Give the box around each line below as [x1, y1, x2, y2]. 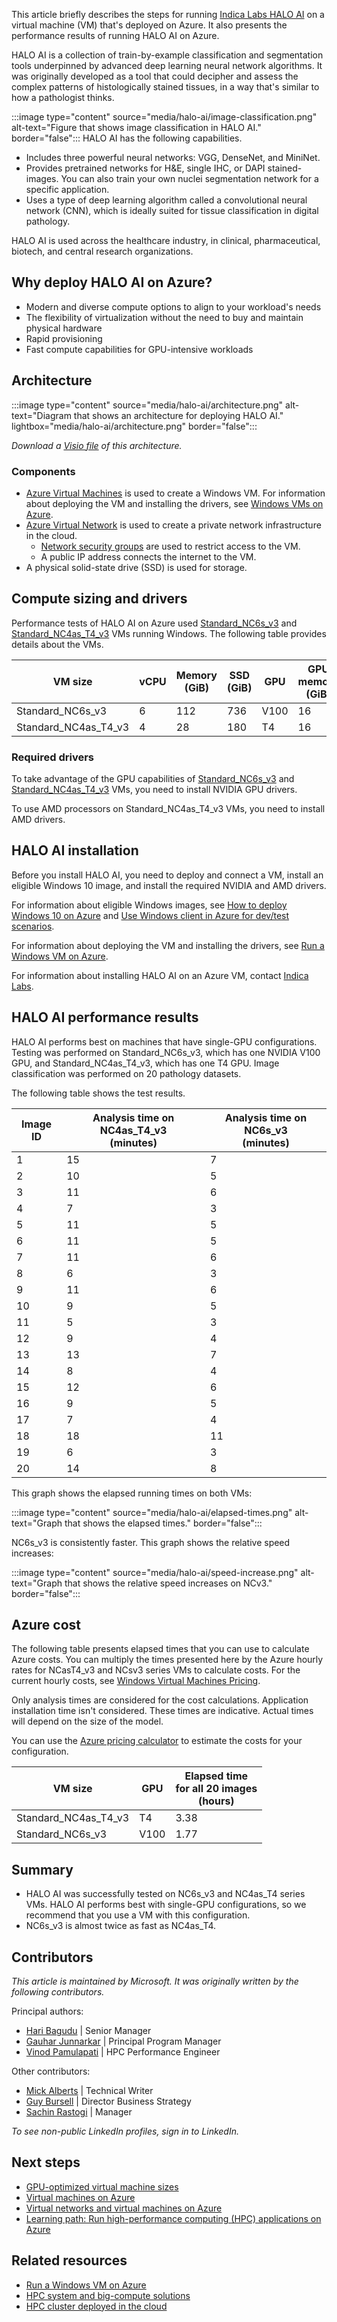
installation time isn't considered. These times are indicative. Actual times [11, 1705, 314, 1717]
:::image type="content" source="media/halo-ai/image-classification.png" [11, 111, 318, 123]
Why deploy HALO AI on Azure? [11, 274, 213, 291]
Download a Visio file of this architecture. [11, 439, 183, 451]
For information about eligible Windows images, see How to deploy [11, 899, 288, 911]
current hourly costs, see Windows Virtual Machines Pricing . [11, 1675, 261, 1687]
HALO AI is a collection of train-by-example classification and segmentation [11, 49, 324, 61]
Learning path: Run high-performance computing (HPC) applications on [25, 2212, 322, 2224]
